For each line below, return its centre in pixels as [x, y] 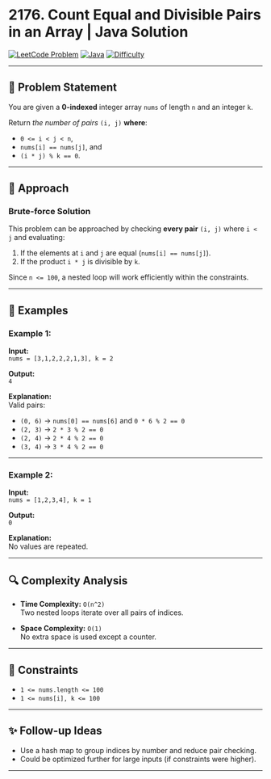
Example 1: [30, 333]
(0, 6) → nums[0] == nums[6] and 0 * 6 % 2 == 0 [102, 421]
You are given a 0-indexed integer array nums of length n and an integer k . [131, 107]
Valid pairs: [27, 405]
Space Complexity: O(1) [61, 629]
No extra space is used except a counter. [88, 637]
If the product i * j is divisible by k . [80, 262]
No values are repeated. [48, 546]
